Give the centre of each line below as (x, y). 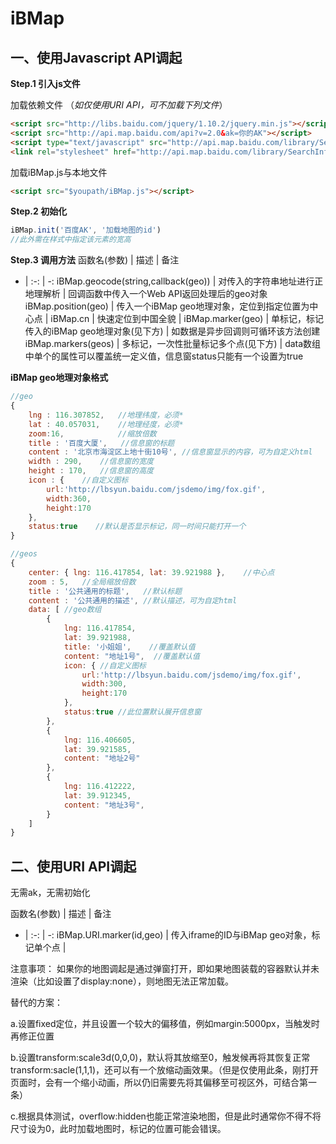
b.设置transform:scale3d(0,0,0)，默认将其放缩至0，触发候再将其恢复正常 (160, 1058)
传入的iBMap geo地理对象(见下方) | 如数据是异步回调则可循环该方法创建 (172, 331)
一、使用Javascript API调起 (96, 57)
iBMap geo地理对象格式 (59, 378)
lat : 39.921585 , (97, 749)
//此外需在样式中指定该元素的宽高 (71, 240)
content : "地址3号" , (104, 805)
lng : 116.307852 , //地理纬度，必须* (106, 415)
